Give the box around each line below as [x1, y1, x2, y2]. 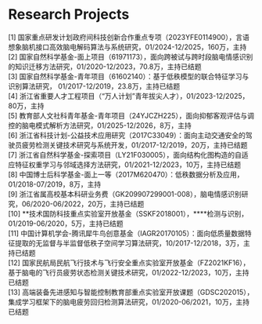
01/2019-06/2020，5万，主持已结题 [8, 218, 124, 228]
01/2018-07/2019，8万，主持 [8, 179, 102, 189]
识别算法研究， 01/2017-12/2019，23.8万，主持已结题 [8, 81, 181, 91]
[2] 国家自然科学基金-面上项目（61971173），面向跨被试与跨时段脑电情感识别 [8, 52, 253, 61]
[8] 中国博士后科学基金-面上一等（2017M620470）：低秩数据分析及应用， [8, 169, 244, 179]
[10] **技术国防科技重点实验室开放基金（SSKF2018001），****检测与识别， [8, 209, 249, 218]
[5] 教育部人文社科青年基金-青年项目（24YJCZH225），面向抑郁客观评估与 [8, 111, 248, 120]
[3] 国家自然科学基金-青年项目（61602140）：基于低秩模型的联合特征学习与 [8, 71, 249, 81]
